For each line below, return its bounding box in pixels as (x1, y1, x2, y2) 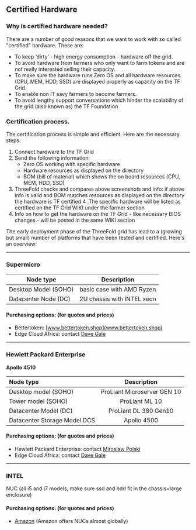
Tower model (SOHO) (9, 397, 68, 405)
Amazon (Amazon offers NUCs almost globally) (14, 518, 128, 525)
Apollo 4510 (6, 364, 36, 371)
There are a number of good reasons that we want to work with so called (6, 35, 181, 43)
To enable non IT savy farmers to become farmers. (14, 90, 137, 97)
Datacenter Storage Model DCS (9, 416, 95, 424)
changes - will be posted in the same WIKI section (14, 216, 135, 223)
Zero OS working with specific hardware (23, 160, 121, 167)
